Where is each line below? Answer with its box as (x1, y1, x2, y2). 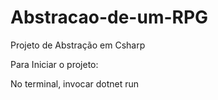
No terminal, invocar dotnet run (10, 77, 140, 90)
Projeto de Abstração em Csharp (10, 39, 146, 51)
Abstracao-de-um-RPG (10, 6, 209, 29)
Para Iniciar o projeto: (10, 58, 99, 70)
